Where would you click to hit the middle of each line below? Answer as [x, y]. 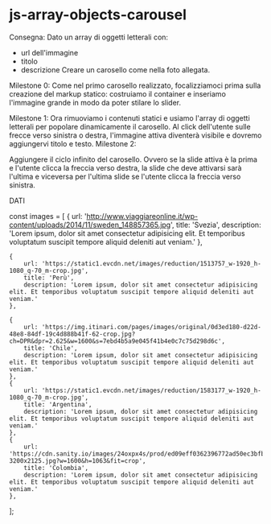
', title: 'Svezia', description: [216, 225]
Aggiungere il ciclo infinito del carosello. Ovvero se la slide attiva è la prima [133, 159]
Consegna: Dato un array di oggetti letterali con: [88, 37]
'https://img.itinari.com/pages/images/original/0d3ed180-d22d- [152, 327]
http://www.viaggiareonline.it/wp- [142, 216]
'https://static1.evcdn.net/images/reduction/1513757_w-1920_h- [152, 263]
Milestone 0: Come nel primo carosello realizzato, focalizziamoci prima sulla [135, 85]
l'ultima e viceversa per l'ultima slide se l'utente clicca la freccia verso [125, 176]
